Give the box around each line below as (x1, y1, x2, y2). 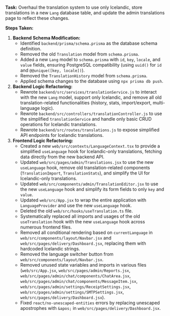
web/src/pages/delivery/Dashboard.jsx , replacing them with (20, 240, 146, 246)
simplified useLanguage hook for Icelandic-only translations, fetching (20, 149, 162, 154)
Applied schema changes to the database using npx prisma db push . (20, 78, 163, 84)
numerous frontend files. (20, 224, 72, 230)
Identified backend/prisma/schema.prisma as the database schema (20, 40, 158, 46)
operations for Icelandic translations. (20, 122, 97, 127)
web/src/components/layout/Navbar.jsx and (20, 235, 112, 241)
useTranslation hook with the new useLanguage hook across (20, 219, 146, 224)
